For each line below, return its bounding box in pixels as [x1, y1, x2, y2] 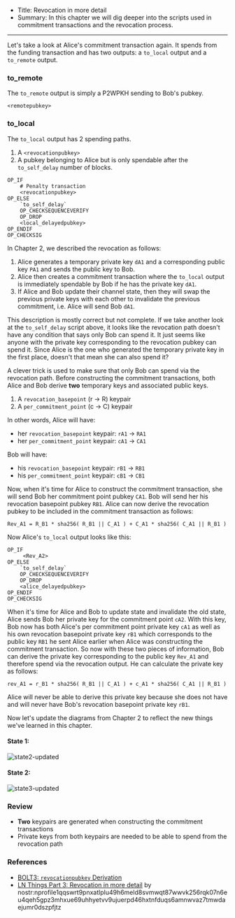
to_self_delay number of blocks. [17, 163, 113, 171]
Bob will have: [7, 450, 48, 459]
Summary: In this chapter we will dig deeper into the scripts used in [17, 13, 212, 22]
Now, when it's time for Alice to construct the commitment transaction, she [7, 485, 223, 493]
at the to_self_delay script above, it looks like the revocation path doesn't [7, 323, 220, 331]
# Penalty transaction [20, 182, 86, 189]
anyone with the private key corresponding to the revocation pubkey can [7, 338, 217, 346]
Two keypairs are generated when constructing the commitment [17, 817, 203, 826]
